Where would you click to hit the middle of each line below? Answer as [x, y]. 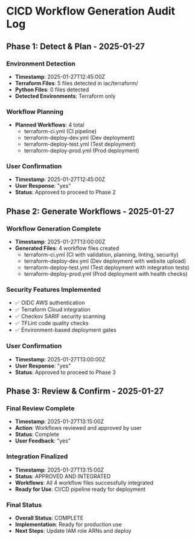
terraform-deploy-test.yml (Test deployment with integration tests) [107, 268]
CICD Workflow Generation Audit [91, 11]
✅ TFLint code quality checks [52, 323]
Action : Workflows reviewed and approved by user [78, 428]
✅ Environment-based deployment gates [66, 330]
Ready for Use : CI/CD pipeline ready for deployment [80, 489]
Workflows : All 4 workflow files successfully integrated [84, 482]
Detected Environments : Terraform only [65, 96]
